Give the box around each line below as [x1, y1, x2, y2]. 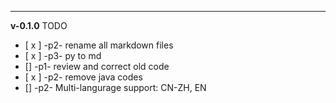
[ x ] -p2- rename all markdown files [24, 39, 174, 51]
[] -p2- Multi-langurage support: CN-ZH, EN [24, 82, 207, 93]
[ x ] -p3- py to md [24, 50, 102, 61]
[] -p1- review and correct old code [24, 61, 170, 72]
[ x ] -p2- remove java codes [24, 71, 143, 83]
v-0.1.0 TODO [10, 20, 68, 31]
